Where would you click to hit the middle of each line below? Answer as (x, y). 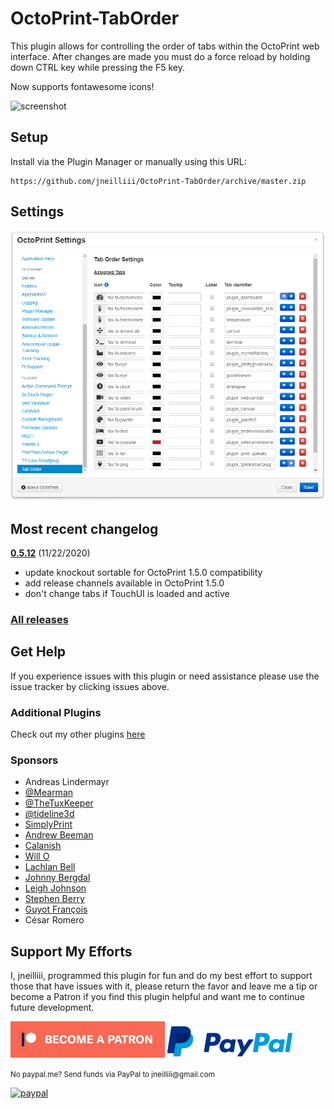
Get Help (38, 652)
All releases (39, 619)
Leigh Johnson (55, 888)
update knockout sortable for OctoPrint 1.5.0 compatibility (143, 573)
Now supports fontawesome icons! (82, 86)
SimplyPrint (48, 824)
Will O (37, 856)
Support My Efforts (71, 951)
